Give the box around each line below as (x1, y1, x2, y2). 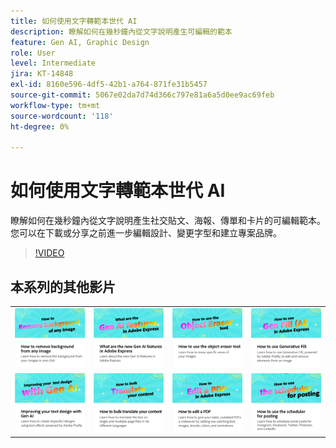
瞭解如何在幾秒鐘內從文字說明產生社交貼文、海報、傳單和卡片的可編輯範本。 (10, 215, 326, 227)
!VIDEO (34, 247, 65, 259)
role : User (10, 48, 56, 58)
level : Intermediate (10, 58, 97, 69)
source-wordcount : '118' (10, 111, 114, 121)
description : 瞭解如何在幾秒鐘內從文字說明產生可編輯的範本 (10, 26, 233, 37)
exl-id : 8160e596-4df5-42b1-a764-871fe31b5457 (10, 80, 208, 90)
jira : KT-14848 (10, 69, 74, 79)
